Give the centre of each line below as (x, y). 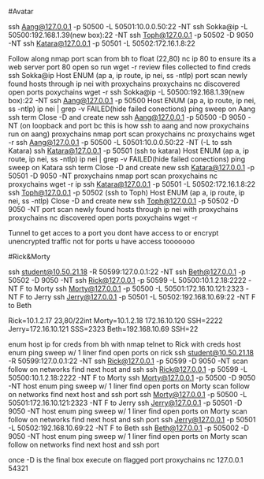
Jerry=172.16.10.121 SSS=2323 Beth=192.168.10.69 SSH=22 (103, 329)
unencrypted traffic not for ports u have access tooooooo (102, 241)
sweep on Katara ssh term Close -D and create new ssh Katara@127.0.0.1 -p (131, 167)
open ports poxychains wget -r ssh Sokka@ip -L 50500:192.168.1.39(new (126, 92)
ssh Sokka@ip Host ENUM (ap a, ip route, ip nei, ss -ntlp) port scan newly (128, 75)
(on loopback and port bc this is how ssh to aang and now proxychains (134, 126)
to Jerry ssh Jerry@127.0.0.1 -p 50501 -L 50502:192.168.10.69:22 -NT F (141, 297)
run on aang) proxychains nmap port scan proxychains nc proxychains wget (132, 134)
